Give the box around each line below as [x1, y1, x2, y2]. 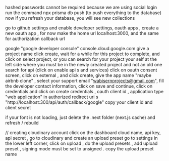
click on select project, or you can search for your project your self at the [5, 56, 157, 62]
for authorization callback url [5, 35, 65, 42]
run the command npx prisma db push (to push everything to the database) [5, 10, 162, 16]
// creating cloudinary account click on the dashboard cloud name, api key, [5, 130, 161, 136]
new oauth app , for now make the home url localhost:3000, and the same [5, 30, 159, 36]
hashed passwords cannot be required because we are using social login [5, 5, 157, 10]
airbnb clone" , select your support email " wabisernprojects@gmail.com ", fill [5, 78, 164, 84]
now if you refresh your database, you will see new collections [5, 15, 135, 21]
